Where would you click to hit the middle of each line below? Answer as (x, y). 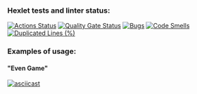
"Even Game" (27, 68)
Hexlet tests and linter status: (59, 11)
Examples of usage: (42, 51)
